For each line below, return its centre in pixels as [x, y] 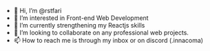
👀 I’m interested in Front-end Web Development [81, 18]
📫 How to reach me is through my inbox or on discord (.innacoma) [108, 40]
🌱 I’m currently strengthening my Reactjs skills [79, 25]
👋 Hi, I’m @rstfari [38, 11]
